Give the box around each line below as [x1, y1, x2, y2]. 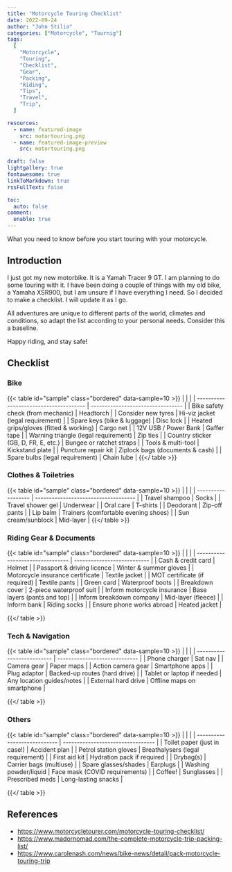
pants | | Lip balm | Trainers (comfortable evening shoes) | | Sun [7, 508, 190, 516]
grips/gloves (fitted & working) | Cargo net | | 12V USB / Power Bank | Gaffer [7, 423, 224, 431]
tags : [7, 36, 23, 43]
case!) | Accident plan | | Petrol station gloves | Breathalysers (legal [7, 745, 199, 754]
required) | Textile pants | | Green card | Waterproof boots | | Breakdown [7, 578, 213, 587]
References [7, 809, 58, 821]
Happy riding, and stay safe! [7, 337, 88, 345]
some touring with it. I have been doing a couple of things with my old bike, [7, 281, 222, 289]
